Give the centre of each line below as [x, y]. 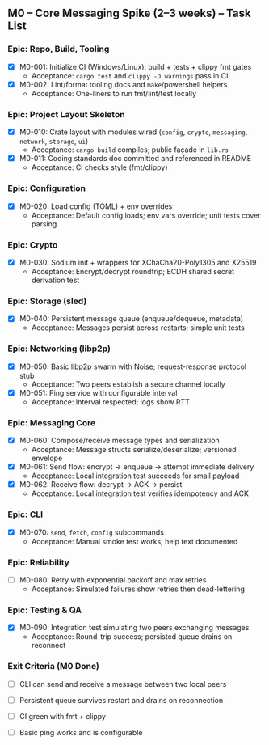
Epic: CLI [25, 514]
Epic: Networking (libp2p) [59, 349]
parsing [44, 224]
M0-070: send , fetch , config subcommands [92, 532]
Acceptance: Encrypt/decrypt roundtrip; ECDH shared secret [133, 271]
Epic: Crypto [33, 244]
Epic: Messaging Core [52, 422]
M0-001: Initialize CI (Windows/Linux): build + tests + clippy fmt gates [135, 66]
